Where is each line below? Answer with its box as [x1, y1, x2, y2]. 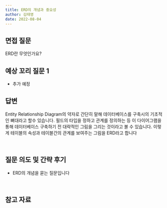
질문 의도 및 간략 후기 [5, 155, 66, 164]
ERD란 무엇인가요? [5, 50, 42, 56]
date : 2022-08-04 [5, 16, 42, 21]
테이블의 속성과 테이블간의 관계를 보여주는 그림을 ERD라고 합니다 [10, 129, 137, 135]
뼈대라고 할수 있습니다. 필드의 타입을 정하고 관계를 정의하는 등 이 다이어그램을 [10, 117, 162, 123]
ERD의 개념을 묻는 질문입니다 [12, 169, 70, 175]
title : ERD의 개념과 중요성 [5, 7, 57, 12]
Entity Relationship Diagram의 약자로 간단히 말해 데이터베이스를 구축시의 [5, 111, 149, 117]
